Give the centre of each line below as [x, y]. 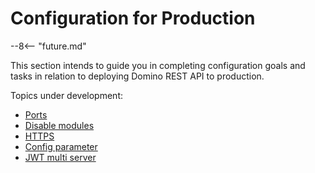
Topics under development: [67, 95]
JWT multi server [60, 157]
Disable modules [59, 125]
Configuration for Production [133, 18]
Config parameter [61, 146]
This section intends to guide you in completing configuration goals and [158, 65]
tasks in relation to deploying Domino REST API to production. [137, 76]
